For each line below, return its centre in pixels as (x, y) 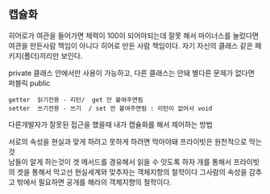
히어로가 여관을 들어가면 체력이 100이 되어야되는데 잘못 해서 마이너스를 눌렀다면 (134, 36)
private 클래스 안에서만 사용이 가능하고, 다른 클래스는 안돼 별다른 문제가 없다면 (132, 73)
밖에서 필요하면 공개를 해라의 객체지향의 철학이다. (94, 182)
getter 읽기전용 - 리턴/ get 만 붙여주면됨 (76, 99)
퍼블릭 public (29, 82)
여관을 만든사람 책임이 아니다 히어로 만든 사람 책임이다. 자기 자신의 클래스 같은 (131, 45)
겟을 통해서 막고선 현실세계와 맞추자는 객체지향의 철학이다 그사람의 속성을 (132, 171)
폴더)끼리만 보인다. (53, 56)
